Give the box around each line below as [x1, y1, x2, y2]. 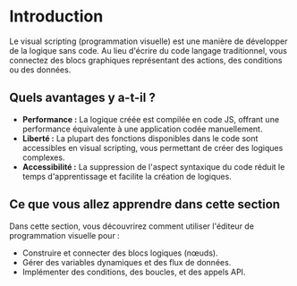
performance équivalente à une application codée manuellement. [21, 123, 263, 134]
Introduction [9, 6, 104, 27]
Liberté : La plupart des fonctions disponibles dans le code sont [21, 132, 259, 144]
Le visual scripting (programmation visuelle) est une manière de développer [9, 36, 288, 46]
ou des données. [9, 64, 72, 75]
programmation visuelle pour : [9, 230, 121, 240]
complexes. [21, 152, 65, 163]
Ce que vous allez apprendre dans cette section [9, 197, 280, 212]
